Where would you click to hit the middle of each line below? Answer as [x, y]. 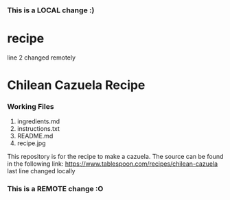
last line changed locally [41, 171]
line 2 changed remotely [42, 58]
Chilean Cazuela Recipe [76, 85]
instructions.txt [38, 129]
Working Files [31, 106]
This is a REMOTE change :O [55, 189]
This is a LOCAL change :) [51, 10]
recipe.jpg [31, 143]
